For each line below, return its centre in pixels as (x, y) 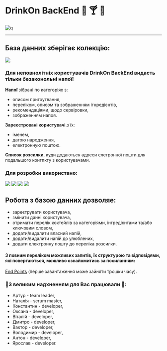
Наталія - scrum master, (37, 301)
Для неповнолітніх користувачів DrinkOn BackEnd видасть (80, 73)
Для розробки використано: (42, 173)
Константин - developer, (38, 306)
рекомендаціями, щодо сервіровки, (50, 110)
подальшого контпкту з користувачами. (48, 160)
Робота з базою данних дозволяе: (61, 200)
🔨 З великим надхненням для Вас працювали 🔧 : (66, 284)
